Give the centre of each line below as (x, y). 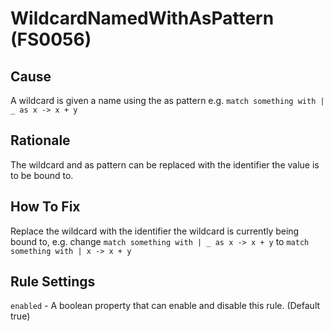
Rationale (40, 140)
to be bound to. (42, 175)
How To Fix (45, 207)
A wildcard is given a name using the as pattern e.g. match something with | (167, 100)
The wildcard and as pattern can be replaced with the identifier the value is (165, 164)
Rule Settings (53, 282)
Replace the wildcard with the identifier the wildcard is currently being (155, 231)
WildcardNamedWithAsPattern (142, 18)
